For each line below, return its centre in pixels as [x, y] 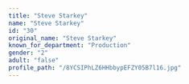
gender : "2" [28, 53]
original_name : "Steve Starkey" [62, 38]
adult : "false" [34, 61]
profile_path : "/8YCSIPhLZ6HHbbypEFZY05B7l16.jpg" [95, 68]
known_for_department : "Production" [70, 46]
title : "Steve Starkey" [48, 16]
